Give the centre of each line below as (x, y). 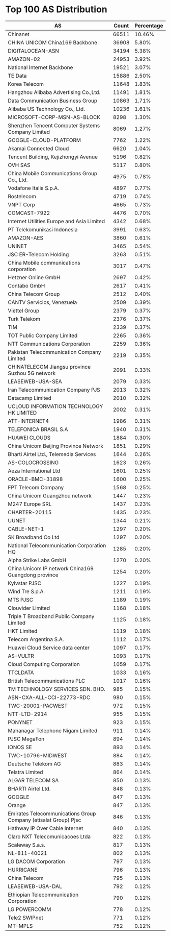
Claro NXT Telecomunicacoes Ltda (49, 836)
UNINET (18, 246)
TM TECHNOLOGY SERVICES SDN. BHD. (57, 689)
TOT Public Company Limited (43, 335)
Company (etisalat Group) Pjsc (45, 820)
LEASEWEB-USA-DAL (35, 886)
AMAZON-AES (26, 237)
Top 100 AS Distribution (56, 9)
